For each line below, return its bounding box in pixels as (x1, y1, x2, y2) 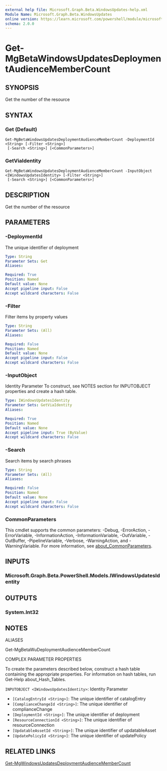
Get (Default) (5, 126, 37, 133)
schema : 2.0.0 (5, 21, 35, 26)
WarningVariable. (5, 542, 41, 549)
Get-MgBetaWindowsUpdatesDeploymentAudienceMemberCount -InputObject (5, 168, 153, 174)
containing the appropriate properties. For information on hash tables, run (5, 671, 156, 677)
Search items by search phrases (5, 458, 71, 463)
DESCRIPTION (5, 191, 50, 199)
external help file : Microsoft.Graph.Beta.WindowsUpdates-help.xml (5, 7, 148, 12)
